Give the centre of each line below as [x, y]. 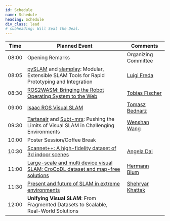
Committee [140, 61]
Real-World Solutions [53, 211]
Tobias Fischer [144, 93]
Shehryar [138, 184]
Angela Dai [140, 152]
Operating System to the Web [62, 96]
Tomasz [136, 104]
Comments [144, 46]
